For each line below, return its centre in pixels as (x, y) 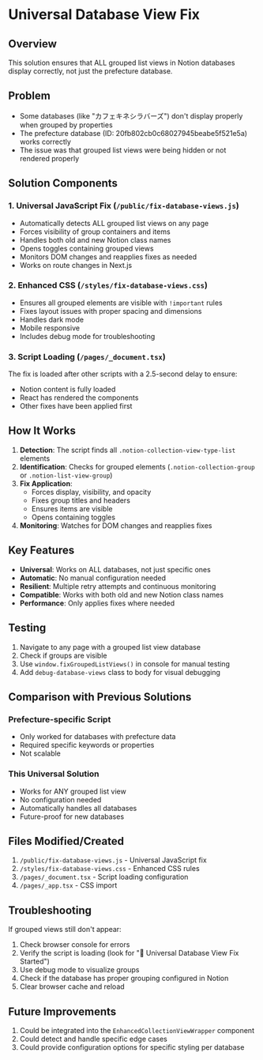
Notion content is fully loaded (68, 390)
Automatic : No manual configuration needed (93, 578)
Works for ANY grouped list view (73, 791)
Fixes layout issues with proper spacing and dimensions (111, 311)
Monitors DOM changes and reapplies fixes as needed (108, 257)
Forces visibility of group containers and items (95, 232)
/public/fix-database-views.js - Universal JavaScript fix (113, 860)
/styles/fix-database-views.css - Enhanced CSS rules (109, 869)
